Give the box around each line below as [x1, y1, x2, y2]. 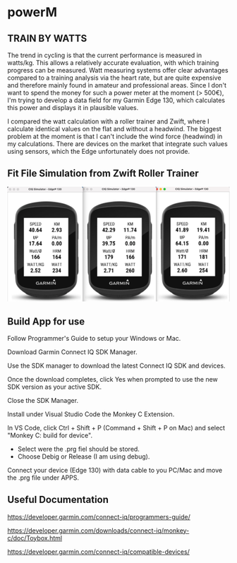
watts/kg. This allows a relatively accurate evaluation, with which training [7, 59, 219, 67]
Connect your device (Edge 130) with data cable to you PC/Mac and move [7, 466, 223, 474]
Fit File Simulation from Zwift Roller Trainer [7, 167, 199, 180]
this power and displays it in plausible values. [7, 104, 139, 111]
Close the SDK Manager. [7, 396, 79, 404]
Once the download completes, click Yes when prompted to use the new [7, 375, 219, 383]
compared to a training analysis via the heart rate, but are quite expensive [7, 73, 221, 82]
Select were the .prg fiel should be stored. [17, 444, 140, 453]
